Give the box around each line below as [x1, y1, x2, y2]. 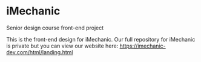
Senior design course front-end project [6, 24, 104, 31]
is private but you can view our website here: [6, 42, 119, 49]
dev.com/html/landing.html [6, 48, 73, 55]
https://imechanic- [119, 42, 166, 49]
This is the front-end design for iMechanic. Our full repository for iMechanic [6, 36, 196, 43]
